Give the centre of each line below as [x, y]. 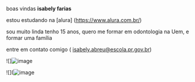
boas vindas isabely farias [39, 9]
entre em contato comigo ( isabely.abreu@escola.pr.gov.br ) [79, 49]
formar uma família [29, 38]
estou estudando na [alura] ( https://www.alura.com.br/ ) [74, 20]
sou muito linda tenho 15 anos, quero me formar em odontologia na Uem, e [97, 31]
